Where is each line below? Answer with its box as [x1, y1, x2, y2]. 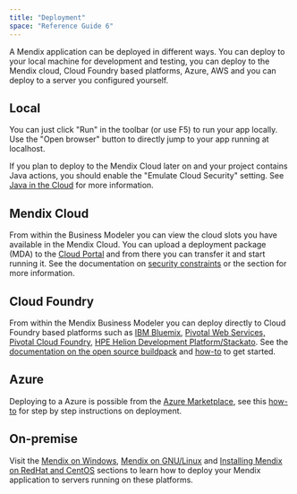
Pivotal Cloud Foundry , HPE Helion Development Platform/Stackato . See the [9, 336, 289, 347]
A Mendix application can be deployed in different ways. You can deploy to [9, 46, 285, 56]
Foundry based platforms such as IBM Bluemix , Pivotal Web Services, [9, 326, 266, 337]
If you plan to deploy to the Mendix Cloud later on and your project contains [9, 160, 288, 171]
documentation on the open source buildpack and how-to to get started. [9, 346, 276, 357]
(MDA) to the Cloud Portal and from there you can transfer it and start [9, 248, 266, 260]
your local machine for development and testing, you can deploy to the [9, 56, 270, 66]
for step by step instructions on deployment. [18, 405, 182, 416]
